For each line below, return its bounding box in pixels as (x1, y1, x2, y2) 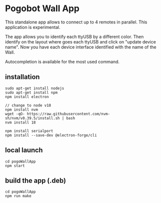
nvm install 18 (5, 120, 36, 125)
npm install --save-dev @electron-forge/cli (5, 133, 97, 138)
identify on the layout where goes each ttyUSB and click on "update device (5, 39, 156, 44)
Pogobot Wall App (5, 3, 80, 14)
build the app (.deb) (5, 176, 66, 184)
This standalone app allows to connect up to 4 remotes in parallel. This (5, 19, 147, 25)
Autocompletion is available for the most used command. (5, 59, 120, 64)
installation (5, 73, 40, 81)
